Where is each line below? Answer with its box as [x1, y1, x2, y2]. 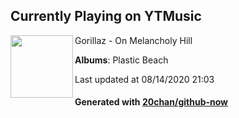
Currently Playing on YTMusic [10, 8, 202, 25]
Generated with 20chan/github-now [74, 96, 229, 108]
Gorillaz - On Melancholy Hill [74, 34, 193, 46]
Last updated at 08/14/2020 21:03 [74, 73, 215, 85]
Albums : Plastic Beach [74, 54, 169, 66]
